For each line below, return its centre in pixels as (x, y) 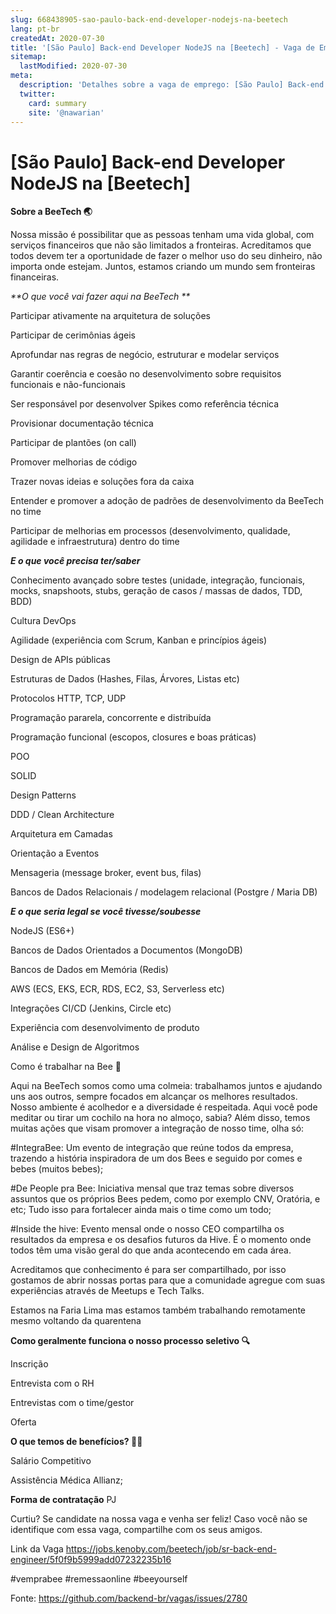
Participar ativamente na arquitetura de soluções (110, 316)
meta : (21, 76)
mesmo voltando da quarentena (76, 1321)
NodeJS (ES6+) (42, 931)
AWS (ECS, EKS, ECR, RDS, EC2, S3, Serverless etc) (117, 989)
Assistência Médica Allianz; (66, 1480)
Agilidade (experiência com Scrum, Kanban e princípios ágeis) (139, 640)
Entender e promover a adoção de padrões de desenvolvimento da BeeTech (167, 501)
